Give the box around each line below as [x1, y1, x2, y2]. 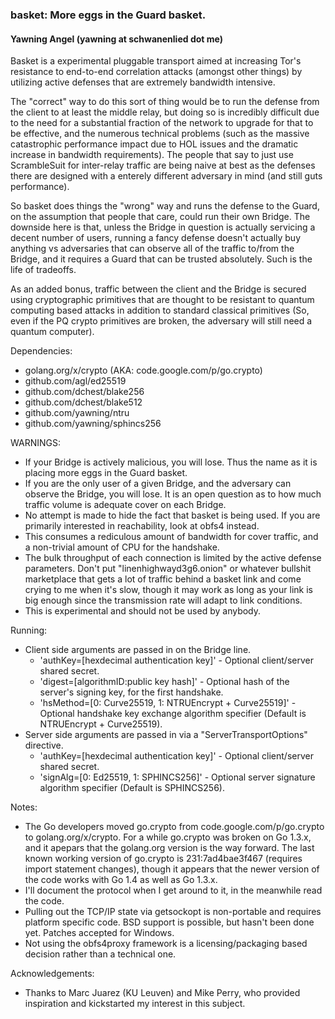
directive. [24, 739, 64, 752]
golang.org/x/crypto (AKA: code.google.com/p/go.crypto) [24, 364, 263, 377]
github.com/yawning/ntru [24, 407, 130, 419]
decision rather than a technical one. [24, 948, 177, 960]
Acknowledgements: [10, 968, 95, 980]
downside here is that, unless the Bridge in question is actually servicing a [10, 221, 316, 233]
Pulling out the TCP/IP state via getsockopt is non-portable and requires [24, 906, 322, 918]
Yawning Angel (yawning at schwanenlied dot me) [10, 33, 223, 45]
